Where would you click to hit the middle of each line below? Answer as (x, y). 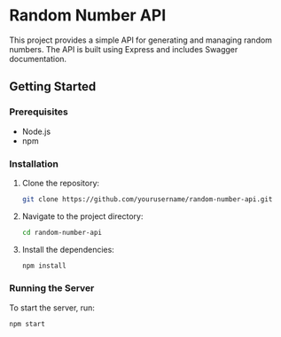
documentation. (38, 59)
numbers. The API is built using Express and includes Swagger (124, 49)
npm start (27, 324)
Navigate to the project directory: (82, 216)
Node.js (36, 131)
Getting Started (53, 86)
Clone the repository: (61, 183)
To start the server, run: (52, 308)
